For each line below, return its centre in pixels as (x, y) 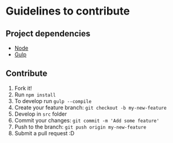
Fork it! (23, 88)
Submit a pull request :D (44, 133)
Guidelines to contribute (68, 11)
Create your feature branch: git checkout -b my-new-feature (90, 107)
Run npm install (35, 95)
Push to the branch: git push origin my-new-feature (80, 127)
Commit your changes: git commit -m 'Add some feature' (87, 120)
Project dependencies (48, 34)
